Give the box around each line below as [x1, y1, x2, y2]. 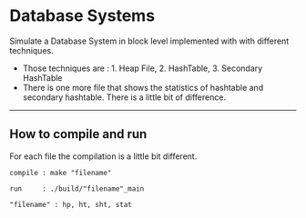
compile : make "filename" [9, 168, 112, 177]
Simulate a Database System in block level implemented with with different [9, 35, 290, 46]
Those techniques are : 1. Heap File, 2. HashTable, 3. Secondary [22, 63, 263, 74]
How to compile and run [9, 126, 148, 142]
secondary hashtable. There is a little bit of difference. [22, 92, 226, 103]
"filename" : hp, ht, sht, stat [9, 200, 132, 209]
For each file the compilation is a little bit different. [9, 151, 198, 162]
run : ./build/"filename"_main [9, 183, 145, 193]
